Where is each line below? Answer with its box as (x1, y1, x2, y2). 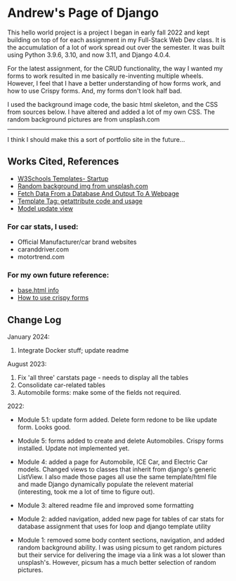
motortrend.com (17, 253, 65, 261)
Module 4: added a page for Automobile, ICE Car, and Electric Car (17, 458, 209, 466)
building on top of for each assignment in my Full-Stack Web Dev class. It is (7, 35, 226, 44)
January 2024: (7, 332, 51, 341)
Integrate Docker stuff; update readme (17, 346, 129, 355)
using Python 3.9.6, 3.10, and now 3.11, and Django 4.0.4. (7, 51, 171, 59)
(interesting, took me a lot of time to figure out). (17, 488, 155, 496)
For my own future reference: (7, 270, 110, 280)
